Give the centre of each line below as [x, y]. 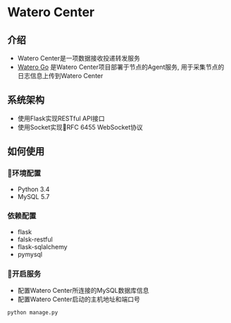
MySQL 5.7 [33, 196]
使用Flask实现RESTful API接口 [61, 118]
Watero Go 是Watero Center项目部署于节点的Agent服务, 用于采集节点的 [121, 67]
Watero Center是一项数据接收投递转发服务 [79, 58]
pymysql [30, 254]
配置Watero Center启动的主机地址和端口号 [79, 299]
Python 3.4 [33, 189]
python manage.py [33, 313]
